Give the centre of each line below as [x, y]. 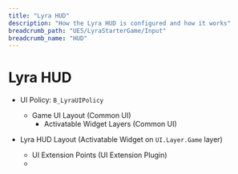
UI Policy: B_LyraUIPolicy [62, 100]
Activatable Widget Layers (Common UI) [111, 124]
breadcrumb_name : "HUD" [48, 38]
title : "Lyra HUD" [39, 16]
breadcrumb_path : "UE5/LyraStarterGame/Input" [87, 30]
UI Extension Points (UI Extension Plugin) [99, 155]
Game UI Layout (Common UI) [81, 115]
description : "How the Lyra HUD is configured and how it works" [119, 23]
